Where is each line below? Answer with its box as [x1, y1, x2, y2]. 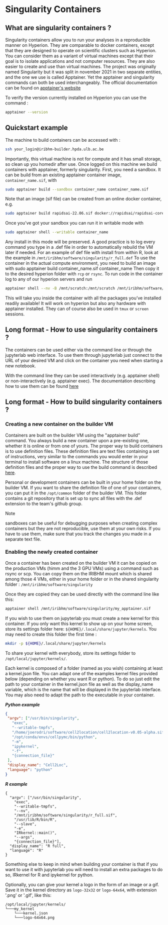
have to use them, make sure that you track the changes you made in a [5, 531, 151, 537]
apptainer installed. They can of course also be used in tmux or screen [5, 305, 149, 312]
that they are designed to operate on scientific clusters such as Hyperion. [5, 48, 156, 53]
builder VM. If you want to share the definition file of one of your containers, [5, 484, 162, 490]
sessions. [5, 311, 25, 317]
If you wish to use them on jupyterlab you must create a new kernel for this [5, 615, 159, 621]
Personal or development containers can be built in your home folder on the [5, 479, 161, 485]
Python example [5, 701, 40, 707]
